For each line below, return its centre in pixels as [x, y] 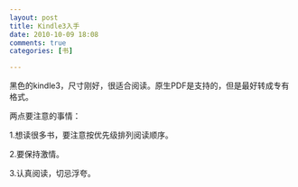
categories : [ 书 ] [42, 51]
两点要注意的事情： [45, 116]
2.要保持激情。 [37, 155]
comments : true [38, 43]
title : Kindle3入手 [45, 26]
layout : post [34, 18]
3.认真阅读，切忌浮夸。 [53, 174]
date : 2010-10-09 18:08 [54, 34]
